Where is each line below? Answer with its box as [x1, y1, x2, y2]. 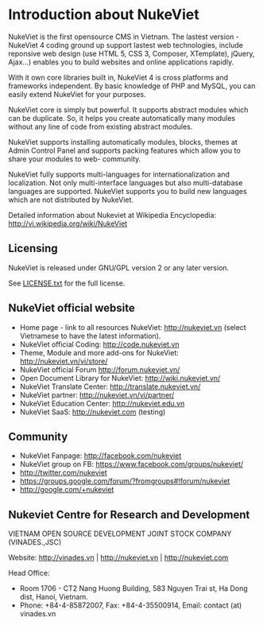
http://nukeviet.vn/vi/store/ [19, 356, 108, 366]
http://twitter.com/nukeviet [19, 468, 107, 478]
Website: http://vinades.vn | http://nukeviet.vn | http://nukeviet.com [8, 553, 229, 562]
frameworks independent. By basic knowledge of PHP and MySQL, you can [8, 81, 256, 91]
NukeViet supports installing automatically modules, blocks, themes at [8, 137, 238, 146]
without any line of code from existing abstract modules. [8, 122, 193, 131]
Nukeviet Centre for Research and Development [8, 507, 250, 522]
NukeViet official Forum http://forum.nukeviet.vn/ [19, 364, 180, 375]
